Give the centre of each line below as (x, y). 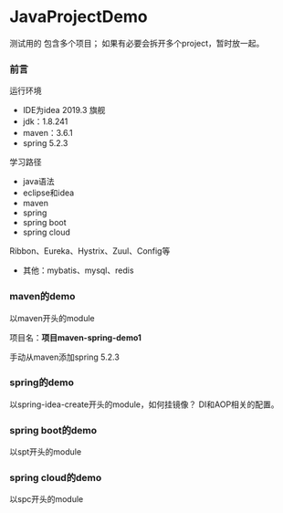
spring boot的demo (53, 430)
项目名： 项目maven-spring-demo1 (75, 337)
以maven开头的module (52, 318)
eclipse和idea (48, 193)
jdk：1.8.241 (45, 121)
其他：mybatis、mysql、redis (78, 270)
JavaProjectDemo (79, 17)
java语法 (38, 182)
